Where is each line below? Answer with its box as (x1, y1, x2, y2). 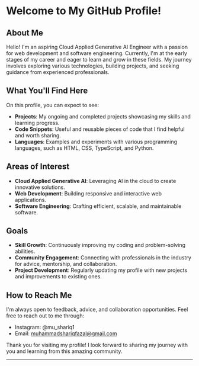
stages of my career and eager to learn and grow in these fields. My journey (6, 56, 192, 63)
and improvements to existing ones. (14, 273, 102, 280)
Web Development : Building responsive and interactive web (14, 190, 162, 197)
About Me (6, 28, 43, 38)
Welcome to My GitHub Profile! (6, 4, 162, 18)
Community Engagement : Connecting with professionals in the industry (14, 254, 191, 261)
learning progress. (14, 119, 60, 126)
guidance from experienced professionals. (6, 69, 110, 75)
